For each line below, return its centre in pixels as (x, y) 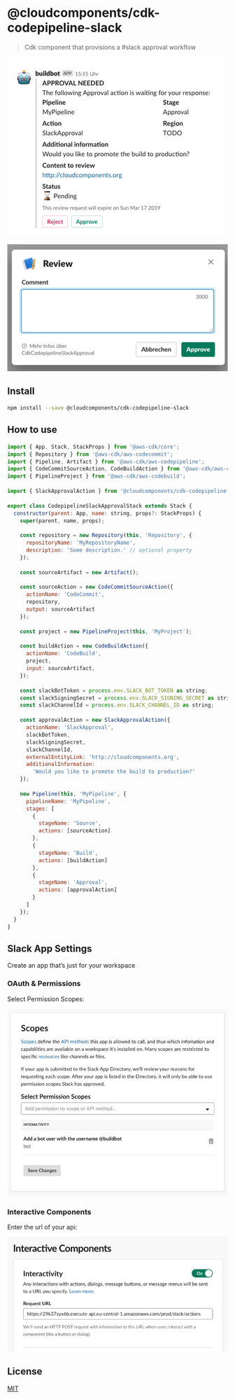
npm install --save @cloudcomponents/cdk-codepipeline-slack (98, 408)
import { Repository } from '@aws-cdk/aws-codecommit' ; (90, 454)
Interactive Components (50, 1211)
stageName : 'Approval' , (73, 883)
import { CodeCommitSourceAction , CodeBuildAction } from (93, 469)
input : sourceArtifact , (60, 669)
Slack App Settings (50, 948)
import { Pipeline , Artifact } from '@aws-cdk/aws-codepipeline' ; (106, 461)
